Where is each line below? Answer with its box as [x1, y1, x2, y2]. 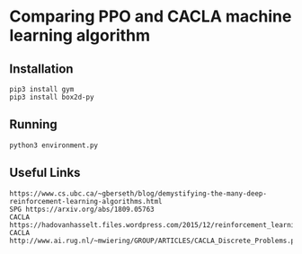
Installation [9, 61, 74, 76]
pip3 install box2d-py [9, 92, 94, 101]
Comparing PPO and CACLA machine [9, 6, 292, 27]
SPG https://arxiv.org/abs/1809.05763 [9, 205, 155, 214]
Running [9, 117, 58, 132]
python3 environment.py [9, 141, 99, 150]
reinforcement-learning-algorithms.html [9, 197, 164, 206]
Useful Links [9, 165, 81, 180]
